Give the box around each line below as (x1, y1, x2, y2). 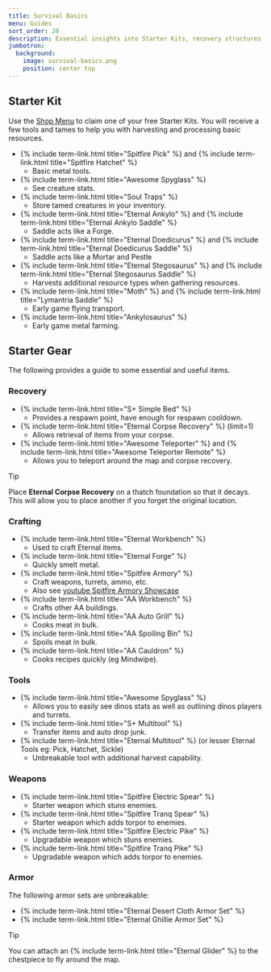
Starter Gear (8, 344, 73, 357)
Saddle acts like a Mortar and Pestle (31, 251, 152, 261)
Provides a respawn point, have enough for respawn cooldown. (31, 412, 244, 422)
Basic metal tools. (31, 166, 91, 175)
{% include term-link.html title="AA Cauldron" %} (19, 645, 184, 655)
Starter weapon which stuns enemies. (31, 800, 158, 809)
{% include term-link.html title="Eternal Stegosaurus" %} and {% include (19, 260, 262, 270)
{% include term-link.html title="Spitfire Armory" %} (19, 568, 194, 578)
